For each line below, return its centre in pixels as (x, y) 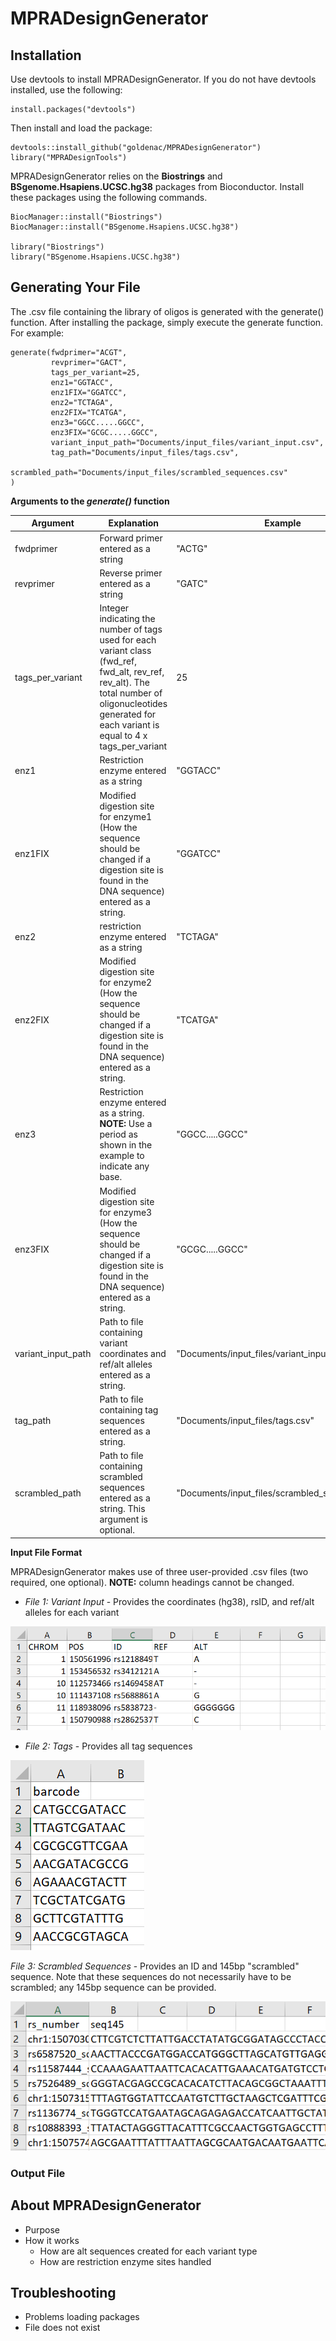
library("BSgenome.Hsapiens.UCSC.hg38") (96, 257)
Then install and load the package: (81, 128)
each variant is (129, 725)
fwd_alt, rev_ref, (132, 672)
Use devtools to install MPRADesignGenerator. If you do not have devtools (163, 79)
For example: (37, 333)
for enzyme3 (126, 1212)
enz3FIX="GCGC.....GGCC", (104, 432)
